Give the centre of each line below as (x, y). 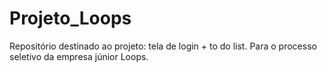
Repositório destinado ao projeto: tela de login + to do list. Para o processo (163, 46)
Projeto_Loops (70, 18)
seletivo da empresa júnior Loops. (79, 56)
